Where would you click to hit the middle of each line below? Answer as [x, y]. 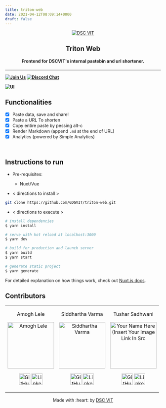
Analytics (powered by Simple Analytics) [53, 137]
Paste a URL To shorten [36, 120]
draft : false [19, 19]
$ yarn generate [22, 271]
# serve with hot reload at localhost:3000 [51, 234]
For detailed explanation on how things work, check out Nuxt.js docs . [76, 280]
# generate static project [33, 266]
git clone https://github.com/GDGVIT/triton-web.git [61, 202]
